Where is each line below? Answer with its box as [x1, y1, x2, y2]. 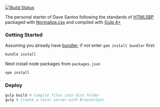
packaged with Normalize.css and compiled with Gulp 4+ [5, 20, 121, 25]
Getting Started [5, 31, 43, 38]
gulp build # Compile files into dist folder [5, 93, 100, 98]
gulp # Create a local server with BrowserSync [5, 98, 105, 103]
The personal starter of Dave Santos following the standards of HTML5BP [5, 14, 154, 20]
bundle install [5, 52, 36, 57]
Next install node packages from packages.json [5, 61, 101, 67]
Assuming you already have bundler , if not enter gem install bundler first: [5, 43, 156, 48]
